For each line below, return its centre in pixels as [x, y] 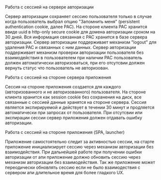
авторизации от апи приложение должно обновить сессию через [73, 157]
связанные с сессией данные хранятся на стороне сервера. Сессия [76, 102]
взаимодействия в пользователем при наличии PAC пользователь [74, 57]
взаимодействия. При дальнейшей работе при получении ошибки [73, 152]
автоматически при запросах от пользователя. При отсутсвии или [74, 113]
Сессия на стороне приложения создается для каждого [63, 87]
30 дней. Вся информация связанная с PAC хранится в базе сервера [76, 37]
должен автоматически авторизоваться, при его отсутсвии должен [75, 63]
